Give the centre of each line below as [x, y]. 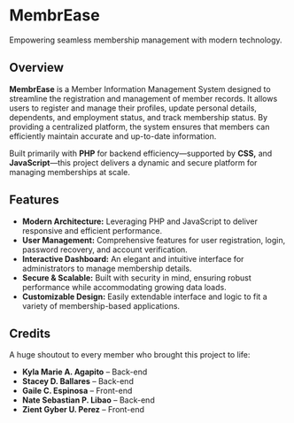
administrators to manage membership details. [107, 268]
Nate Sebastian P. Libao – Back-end [88, 400]
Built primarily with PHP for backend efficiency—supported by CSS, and [141, 153]
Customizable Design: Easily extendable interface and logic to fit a [144, 296]
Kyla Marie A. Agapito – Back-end [85, 372]
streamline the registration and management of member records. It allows [143, 98]
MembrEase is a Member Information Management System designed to [140, 88]
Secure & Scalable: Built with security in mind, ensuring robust [137, 277]
